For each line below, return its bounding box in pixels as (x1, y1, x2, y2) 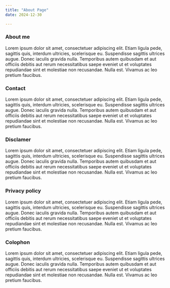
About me (5, 34, 30, 41)
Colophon (5, 239, 30, 246)
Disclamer (5, 136, 31, 143)
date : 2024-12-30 (5, 12, 42, 17)
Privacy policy (5, 187, 42, 194)
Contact (5, 84, 26, 92)
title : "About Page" (5, 7, 49, 13)
